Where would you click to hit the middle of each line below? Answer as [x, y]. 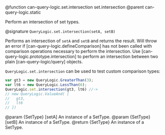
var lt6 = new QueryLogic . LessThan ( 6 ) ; [46, 85]
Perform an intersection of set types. [42, 22]
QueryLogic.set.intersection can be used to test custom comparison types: [83, 71]
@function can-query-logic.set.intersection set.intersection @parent [75, 7]
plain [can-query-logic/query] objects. [44, 62]
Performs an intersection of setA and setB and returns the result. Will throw [81, 41]
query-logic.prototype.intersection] [41, 56]
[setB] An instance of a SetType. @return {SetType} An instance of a [75, 122]
